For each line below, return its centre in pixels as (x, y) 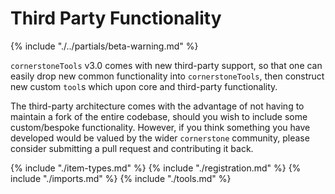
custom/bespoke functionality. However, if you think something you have (160, 127)
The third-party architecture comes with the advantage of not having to (157, 106)
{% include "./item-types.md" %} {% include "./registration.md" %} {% (156, 168)
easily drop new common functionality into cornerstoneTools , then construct (167, 76)
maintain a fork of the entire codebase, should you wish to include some (159, 116)
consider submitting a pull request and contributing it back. (132, 148)
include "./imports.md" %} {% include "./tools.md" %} (121, 178)
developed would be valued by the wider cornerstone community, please (160, 138)
